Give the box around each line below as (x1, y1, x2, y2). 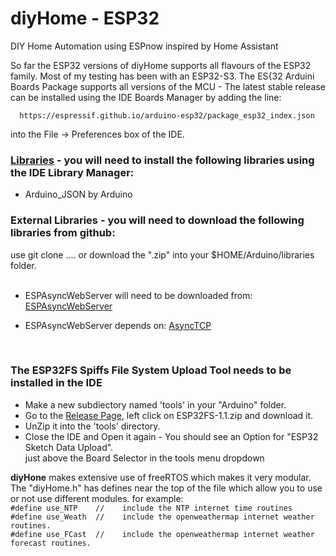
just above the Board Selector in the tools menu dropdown (24, 452, 265, 464)
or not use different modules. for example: (10, 492, 184, 504)
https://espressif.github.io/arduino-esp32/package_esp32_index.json (19, 110, 315, 121)
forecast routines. (10, 538, 92, 548)
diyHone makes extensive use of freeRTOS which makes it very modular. (10, 471, 312, 483)
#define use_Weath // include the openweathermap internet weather (10, 512, 315, 522)
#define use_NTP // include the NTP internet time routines (10, 503, 293, 513)
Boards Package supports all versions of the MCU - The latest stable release (10, 80, 326, 92)
